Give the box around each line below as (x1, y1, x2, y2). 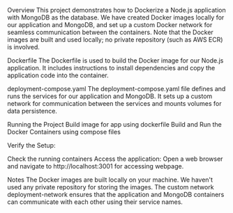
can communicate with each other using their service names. (7, 198, 183, 206)
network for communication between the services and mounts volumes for (7, 100, 222, 107)
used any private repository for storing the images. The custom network (7, 183, 214, 191)
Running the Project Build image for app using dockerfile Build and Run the (7, 120, 222, 128)
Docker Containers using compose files (7, 128, 121, 136)
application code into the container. (7, 71, 110, 79)
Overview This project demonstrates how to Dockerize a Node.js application (7, 6, 227, 14)
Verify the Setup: (7, 141, 56, 149)
